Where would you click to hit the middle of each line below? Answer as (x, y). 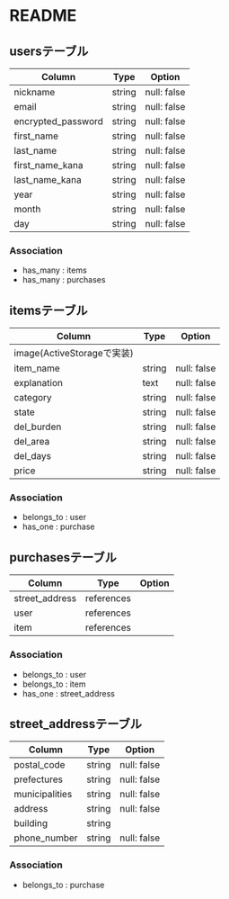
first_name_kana (48, 165)
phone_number (46, 838)
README (43, 16)
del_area (32, 442)
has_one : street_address (68, 693)
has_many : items (54, 270)
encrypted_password (58, 121)
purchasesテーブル (63, 557)
